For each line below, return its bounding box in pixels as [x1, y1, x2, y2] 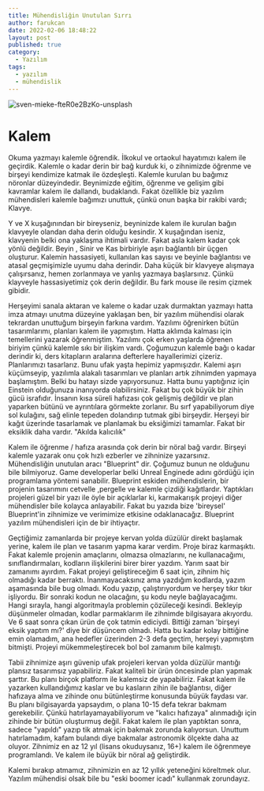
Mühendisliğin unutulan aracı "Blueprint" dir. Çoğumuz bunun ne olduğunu [8, 459, 250, 469]
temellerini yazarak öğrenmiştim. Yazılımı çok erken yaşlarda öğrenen [8, 335, 233, 345]
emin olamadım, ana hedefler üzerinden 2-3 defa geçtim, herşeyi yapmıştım [8, 634, 255, 644]
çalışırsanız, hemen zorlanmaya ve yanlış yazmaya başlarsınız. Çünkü [8, 269, 234, 279]
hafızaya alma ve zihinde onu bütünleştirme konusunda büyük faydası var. [8, 691, 248, 701]
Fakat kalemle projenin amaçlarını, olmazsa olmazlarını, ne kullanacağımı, [8, 550, 246, 559]
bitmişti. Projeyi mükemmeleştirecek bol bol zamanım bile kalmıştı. [8, 642, 223, 652]
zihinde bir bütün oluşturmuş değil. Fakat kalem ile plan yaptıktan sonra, [8, 717, 242, 726]
